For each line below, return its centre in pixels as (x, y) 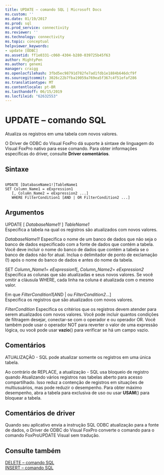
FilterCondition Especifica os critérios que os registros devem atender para (81, 309)
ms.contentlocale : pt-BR (30, 87)
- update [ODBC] (22, 50)
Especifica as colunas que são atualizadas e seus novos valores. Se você (79, 274)
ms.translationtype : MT (29, 82)
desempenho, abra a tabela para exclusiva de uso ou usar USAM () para (77, 393)
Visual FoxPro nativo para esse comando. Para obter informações (71, 149)
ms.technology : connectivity (35, 37)
